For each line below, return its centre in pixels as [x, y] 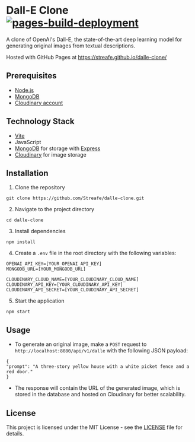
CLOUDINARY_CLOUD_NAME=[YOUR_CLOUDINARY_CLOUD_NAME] [73, 279]
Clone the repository [40, 187]
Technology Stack [40, 121]
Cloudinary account [39, 103]
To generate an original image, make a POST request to [81, 344]
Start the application [39, 301]
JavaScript [28, 142]
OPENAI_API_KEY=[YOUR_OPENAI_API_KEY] [54, 264]
